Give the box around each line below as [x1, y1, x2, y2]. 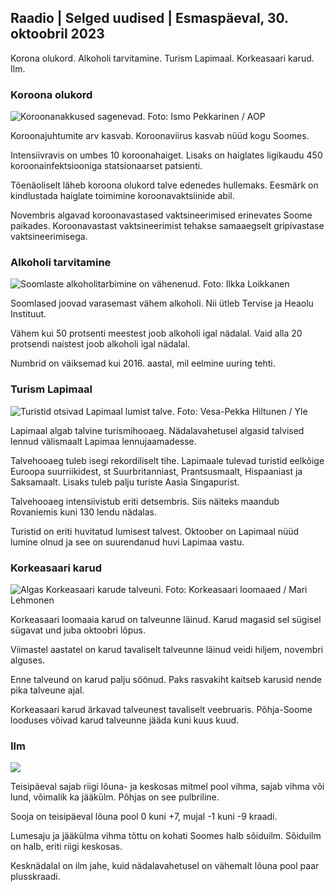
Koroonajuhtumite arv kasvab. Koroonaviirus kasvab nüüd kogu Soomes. [10, 130, 310, 142]
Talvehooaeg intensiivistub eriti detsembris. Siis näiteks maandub [10, 495, 280, 507]
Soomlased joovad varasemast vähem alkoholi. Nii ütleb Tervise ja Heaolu [10, 297, 314, 310]
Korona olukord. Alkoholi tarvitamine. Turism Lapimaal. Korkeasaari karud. [10, 52, 315, 64]
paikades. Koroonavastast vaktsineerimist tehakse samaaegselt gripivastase [10, 220, 325, 232]
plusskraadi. [10, 871, 61, 883]
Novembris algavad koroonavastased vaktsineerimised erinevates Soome [10, 209, 313, 221]
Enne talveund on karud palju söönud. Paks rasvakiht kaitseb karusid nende [10, 674, 323, 685]
